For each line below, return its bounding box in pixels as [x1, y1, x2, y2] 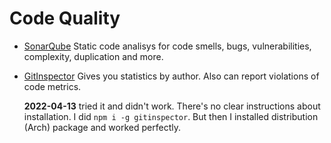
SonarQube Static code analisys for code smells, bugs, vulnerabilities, [23, 40, 312, 52]
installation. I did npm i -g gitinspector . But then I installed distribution [23, 110, 319, 122]
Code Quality [9, 7, 121, 30]
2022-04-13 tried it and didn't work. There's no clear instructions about [23, 100, 321, 112]
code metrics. [23, 80, 82, 92]
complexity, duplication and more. [23, 50, 164, 62]
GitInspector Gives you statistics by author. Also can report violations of [23, 70, 320, 82]
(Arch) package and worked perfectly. [23, 121, 181, 133]
